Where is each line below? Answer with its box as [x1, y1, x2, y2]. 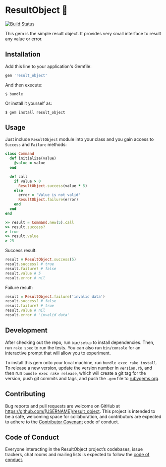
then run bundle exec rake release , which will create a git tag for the [5, 370, 146, 376]
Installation [5, 50, 41, 59]
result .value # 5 [5, 270, 41, 276]
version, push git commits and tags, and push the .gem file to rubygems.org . [5, 375, 160, 381]
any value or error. [5, 36, 43, 42]
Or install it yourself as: [5, 100, 52, 106]
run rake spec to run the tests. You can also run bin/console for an [5, 344, 141, 350]
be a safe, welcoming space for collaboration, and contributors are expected [5, 413, 162, 419]
